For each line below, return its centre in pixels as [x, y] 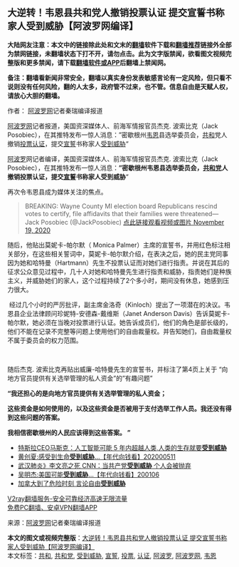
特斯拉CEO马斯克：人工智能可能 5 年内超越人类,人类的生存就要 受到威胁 [122, 447]
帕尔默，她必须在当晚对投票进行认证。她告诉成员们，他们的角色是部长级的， [119, 322]
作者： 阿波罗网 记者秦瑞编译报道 [55, 111]
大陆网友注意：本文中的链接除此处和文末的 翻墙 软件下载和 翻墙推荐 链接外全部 [119, 44]
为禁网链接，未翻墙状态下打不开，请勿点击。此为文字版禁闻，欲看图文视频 [116, 53]
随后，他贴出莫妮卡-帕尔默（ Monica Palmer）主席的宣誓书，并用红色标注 [116, 245]
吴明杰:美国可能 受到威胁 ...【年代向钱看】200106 [89, 474]
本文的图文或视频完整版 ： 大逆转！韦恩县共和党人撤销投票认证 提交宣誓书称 [117, 538]
